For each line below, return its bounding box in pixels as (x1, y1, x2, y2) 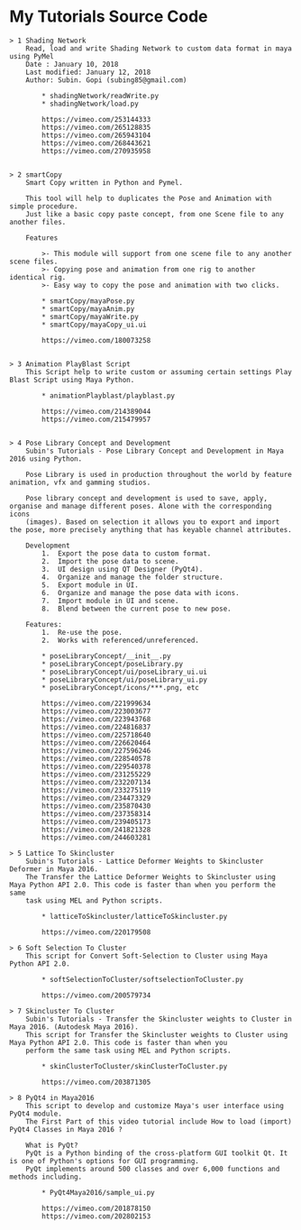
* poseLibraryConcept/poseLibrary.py (41, 659, 183, 668)
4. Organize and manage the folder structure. (41, 573, 223, 582)
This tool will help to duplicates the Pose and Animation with (25, 194, 272, 203)
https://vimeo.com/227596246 (41, 746, 151, 755)
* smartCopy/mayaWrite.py (41, 312, 140, 321)
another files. (9, 217, 67, 226)
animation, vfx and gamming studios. (9, 478, 151, 487)
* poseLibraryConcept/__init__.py (41, 651, 171, 660)
